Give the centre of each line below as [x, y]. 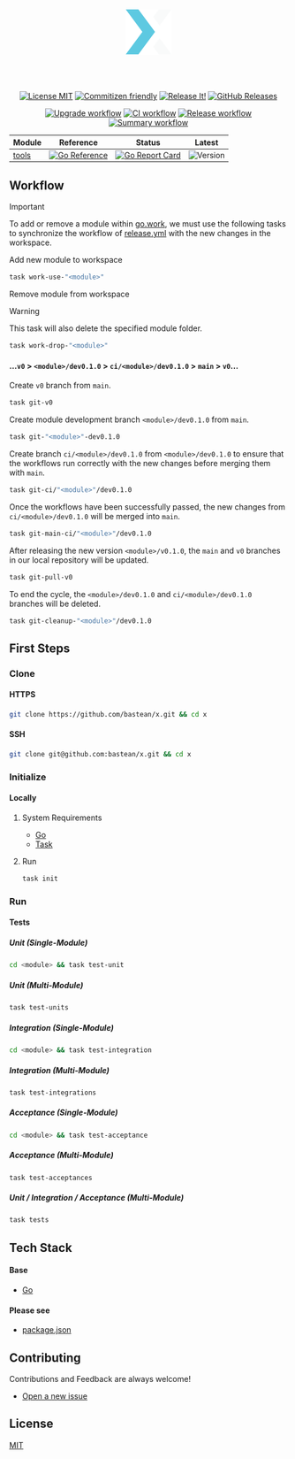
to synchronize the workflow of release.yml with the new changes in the [140, 234]
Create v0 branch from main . [60, 386]
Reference [79, 142]
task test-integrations [53, 1093]
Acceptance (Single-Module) [64, 1113]
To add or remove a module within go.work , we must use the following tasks [148, 224]
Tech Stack [41, 1248]
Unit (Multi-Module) [46, 985]
